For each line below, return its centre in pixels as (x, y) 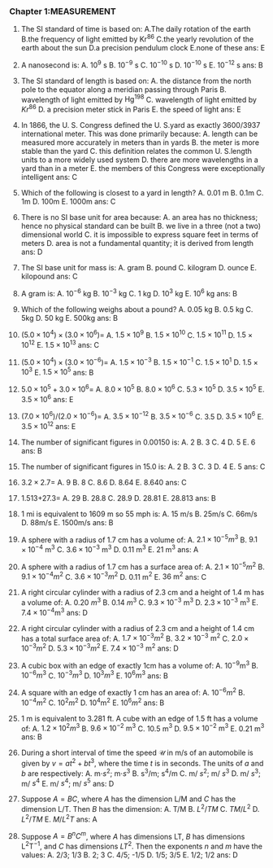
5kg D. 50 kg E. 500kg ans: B (69, 318)
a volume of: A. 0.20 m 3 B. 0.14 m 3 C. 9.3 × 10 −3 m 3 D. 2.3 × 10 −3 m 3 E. (139, 602)
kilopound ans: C (49, 276)
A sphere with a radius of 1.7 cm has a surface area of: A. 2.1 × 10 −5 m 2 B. (143, 566)
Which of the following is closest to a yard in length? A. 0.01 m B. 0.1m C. (142, 192)
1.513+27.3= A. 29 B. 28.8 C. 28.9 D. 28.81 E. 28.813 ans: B (118, 498)
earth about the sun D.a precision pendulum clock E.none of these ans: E (143, 47)
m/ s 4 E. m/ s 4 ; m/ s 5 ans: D (67, 783)
